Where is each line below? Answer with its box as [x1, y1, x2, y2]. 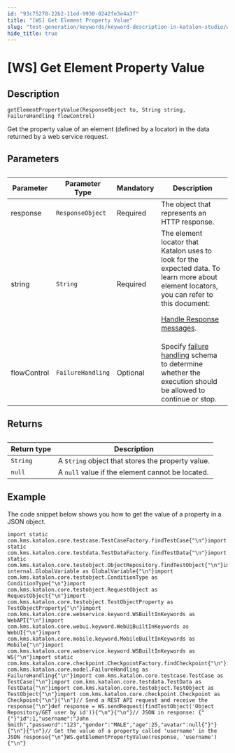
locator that [160, 237, 199, 247]
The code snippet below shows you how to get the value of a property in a [7, 509, 222, 518]
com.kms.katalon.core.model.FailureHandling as [7, 666, 149, 673]
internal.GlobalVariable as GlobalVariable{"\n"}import [7, 568, 173, 575]
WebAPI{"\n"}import [7, 617, 64, 624]
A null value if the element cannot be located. [58, 467, 209, 477]
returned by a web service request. [7, 133, 108, 141]
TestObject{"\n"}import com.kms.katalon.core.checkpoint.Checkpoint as [7, 691, 220, 698]
